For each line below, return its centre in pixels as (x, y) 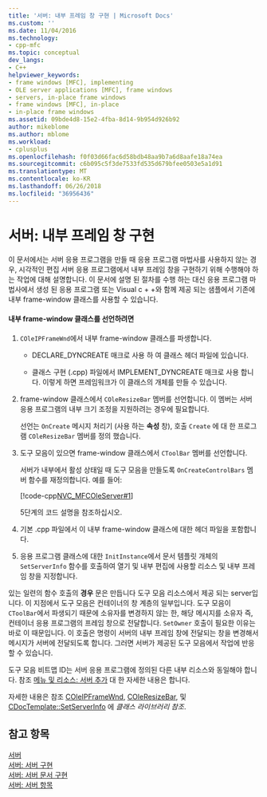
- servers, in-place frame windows (67, 97)
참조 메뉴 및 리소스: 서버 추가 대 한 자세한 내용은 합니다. (104, 680)
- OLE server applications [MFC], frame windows (90, 90)
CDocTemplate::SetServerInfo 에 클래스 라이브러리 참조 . (97, 706)
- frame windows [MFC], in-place (64, 105)
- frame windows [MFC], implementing (71, 82)
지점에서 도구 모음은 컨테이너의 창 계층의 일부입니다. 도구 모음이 (132, 602)
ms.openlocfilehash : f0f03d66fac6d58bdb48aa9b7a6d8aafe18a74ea (116, 156)
